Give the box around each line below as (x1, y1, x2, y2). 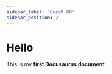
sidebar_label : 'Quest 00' (6, 8, 75, 15)
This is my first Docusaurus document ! (6, 61, 107, 68)
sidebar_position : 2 (6, 15, 59, 21)
